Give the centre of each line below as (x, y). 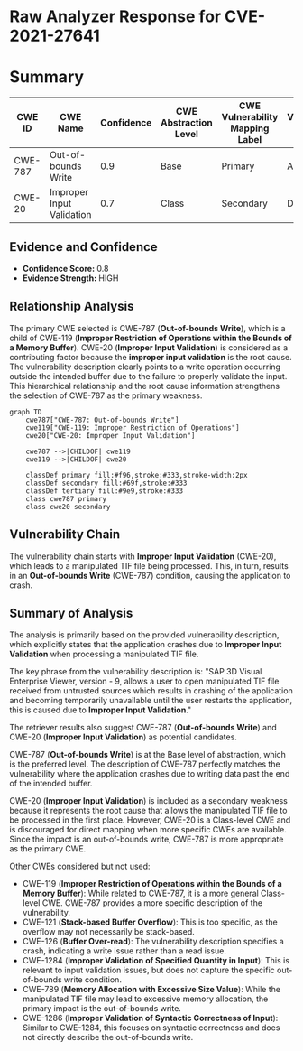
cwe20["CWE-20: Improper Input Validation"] (110, 435)
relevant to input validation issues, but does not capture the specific (148, 970)
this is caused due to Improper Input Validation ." (101, 710)
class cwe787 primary (66, 498)
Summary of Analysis (71, 613)
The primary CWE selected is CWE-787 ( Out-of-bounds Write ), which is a (147, 328)
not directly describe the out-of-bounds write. (108, 1037)
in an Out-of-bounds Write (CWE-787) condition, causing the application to (150, 575)
